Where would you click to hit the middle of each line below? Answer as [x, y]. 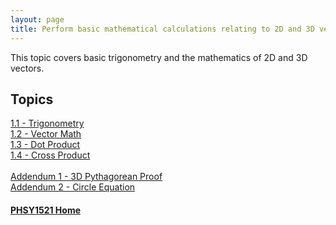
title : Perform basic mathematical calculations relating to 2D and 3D [162, 29]
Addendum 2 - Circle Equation [73, 187]
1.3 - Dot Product [45, 145]
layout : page [37, 19]
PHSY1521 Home [46, 210]
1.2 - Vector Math [46, 134]
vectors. [27, 68]
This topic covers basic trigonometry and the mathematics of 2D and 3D [159, 57]
